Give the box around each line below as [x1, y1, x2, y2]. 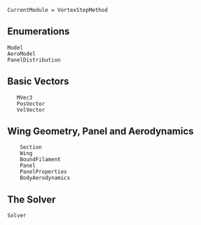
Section [20, 144, 42, 151]
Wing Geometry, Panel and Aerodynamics [7, 125, 194, 137]
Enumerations [7, 25, 70, 38]
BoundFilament [20, 156, 61, 163]
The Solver [7, 193, 56, 205]
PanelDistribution [7, 56, 61, 63]
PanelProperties [20, 168, 68, 175]
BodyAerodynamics [20, 175, 71, 182]
